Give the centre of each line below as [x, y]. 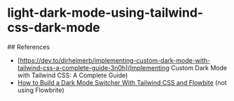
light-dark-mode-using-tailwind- [105, 13]
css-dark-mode [54, 28]
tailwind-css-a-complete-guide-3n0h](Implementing [93, 68]
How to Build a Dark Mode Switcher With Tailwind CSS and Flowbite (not [122, 82]
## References [29, 47]
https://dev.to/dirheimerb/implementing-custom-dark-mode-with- [115, 60]
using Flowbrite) [41, 90]
